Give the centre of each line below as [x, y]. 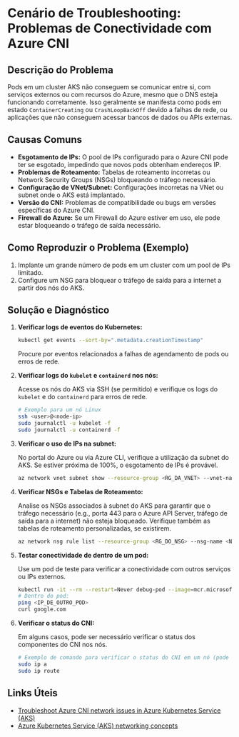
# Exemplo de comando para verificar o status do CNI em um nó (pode [123, 658]
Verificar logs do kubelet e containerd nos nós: [88, 376]
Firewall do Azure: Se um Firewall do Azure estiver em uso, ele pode [119, 217]
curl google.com [42, 610]
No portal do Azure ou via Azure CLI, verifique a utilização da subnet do [123, 457]
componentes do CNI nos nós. [62, 645]
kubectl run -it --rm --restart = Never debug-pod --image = [106, 590]
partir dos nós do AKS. [51, 288]
